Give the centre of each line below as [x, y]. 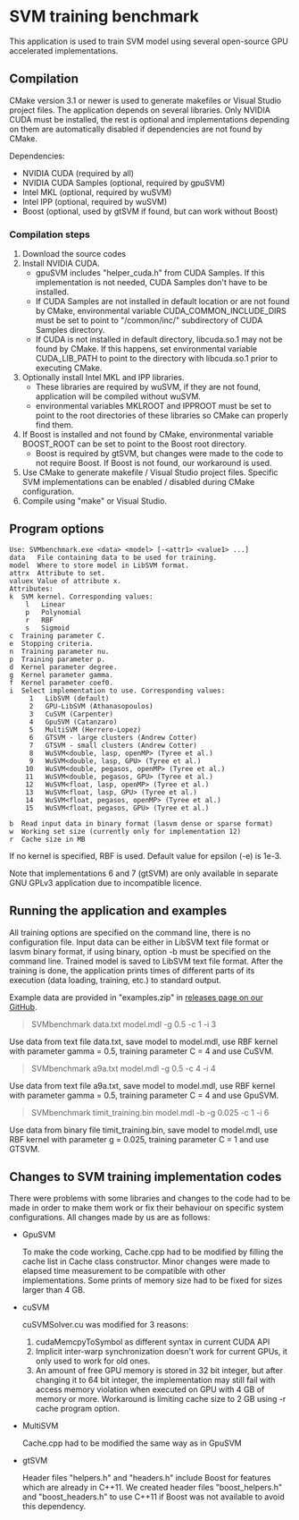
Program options [57, 529]
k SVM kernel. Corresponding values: [81, 597]
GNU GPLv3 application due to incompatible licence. [106, 882]
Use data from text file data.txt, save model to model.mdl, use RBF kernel [144, 1041]
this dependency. [54, 1507]
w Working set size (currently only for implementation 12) [125, 831]
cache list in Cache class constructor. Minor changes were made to [146, 1261]
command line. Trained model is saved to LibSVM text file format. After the [146, 961]
